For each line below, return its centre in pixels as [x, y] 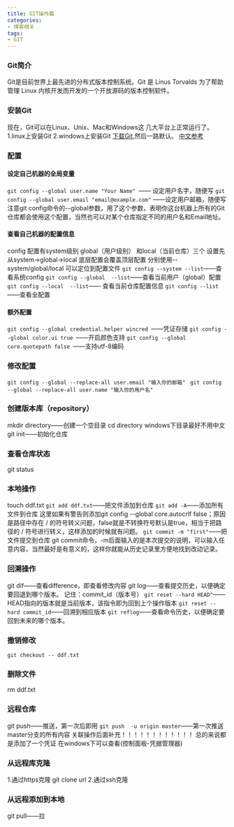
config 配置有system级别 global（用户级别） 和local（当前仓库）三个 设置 [113, 251]
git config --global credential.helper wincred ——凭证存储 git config [114, 329]
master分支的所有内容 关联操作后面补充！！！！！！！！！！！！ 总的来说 [114, 734]
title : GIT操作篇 [31, 14]
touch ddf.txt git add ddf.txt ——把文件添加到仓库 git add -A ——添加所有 [115, 505]
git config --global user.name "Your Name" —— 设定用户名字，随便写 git [116, 190]
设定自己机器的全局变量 [41, 174]
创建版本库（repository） [51, 408]
